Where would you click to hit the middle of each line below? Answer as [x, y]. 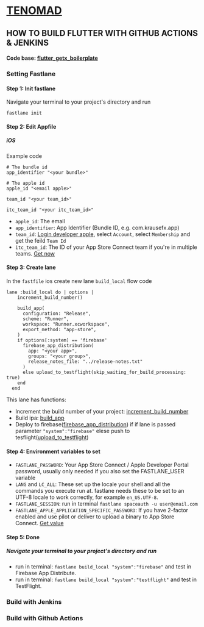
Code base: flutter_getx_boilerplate [52, 58]
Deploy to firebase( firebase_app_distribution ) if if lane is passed [95, 425]
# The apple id [26, 183]
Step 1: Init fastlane [31, 88]
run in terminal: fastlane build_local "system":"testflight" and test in [106, 579]
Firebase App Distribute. [46, 573]
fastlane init [24, 113]
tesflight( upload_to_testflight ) [52, 437]
